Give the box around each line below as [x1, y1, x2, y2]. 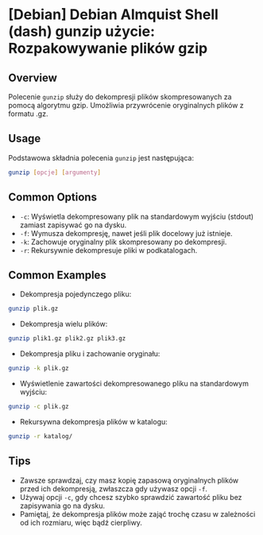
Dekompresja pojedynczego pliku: [19, 289, 132, 299]
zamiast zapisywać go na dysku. [19, 220, 127, 230]
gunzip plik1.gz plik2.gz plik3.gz [8, 335, 126, 343]
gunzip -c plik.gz [8, 402, 69, 410]
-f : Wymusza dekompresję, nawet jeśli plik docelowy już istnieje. [19, 228, 233, 238]
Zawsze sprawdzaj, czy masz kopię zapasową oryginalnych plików [19, 475, 239, 485]
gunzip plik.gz [8, 304, 59, 313]
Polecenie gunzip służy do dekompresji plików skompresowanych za [8, 92, 232, 101]
